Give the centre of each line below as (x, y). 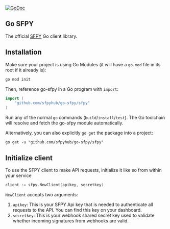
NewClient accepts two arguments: (42, 194)
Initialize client (29, 158)
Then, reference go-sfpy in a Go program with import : (62, 89)
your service (18, 175)
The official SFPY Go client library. (41, 36)
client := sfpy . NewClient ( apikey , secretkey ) (54, 185)
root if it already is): (26, 70)
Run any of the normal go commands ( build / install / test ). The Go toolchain (85, 118)
